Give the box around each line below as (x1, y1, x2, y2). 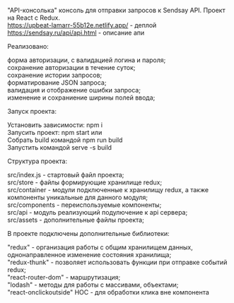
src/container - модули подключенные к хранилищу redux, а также (7, 186, 209, 194)
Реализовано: (7, 42, 49, 50)
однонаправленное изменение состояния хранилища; (7, 251, 172, 259)
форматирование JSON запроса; (7, 78, 107, 87)
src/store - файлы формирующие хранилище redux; (7, 178, 163, 186)
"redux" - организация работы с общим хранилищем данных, (7, 243, 193, 251)
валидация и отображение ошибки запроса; (7, 86, 141, 94)
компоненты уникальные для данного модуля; (7, 194, 148, 201)
